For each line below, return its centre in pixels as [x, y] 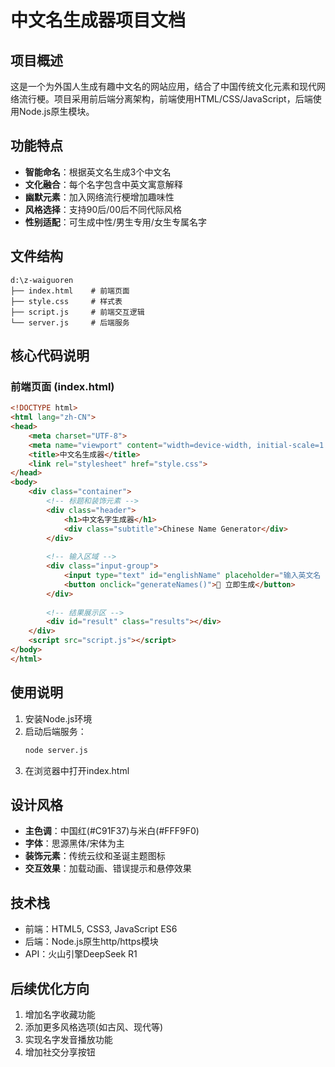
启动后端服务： [55, 731]
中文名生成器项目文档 [98, 20]
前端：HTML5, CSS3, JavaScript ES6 [101, 929]
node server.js [56, 750]
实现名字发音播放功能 [68, 1039]
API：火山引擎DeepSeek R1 [81, 954]
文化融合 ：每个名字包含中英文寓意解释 [103, 184]
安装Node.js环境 [58, 718]
